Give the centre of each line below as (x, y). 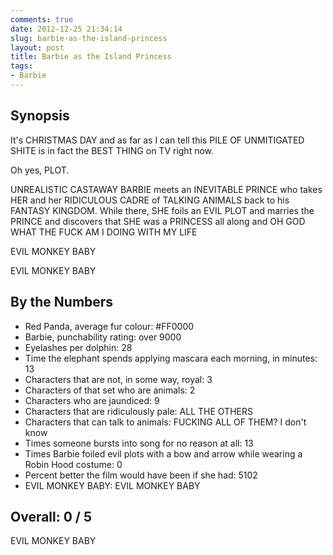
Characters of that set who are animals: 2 (110, 390)
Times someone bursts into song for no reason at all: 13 (139, 443)
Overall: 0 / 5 (51, 516)
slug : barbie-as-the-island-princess (89, 38)
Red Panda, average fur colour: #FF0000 (109, 326)
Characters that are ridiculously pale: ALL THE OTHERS (138, 411)
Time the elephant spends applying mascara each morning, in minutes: (171, 358)
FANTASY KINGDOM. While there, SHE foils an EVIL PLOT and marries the (162, 210)
